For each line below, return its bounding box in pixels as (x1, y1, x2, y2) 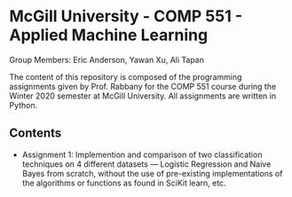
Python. (9, 99, 38, 110)
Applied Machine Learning (9, 25, 209, 45)
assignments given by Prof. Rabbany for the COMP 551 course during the (9, 81, 277, 91)
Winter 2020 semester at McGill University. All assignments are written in (9, 91, 277, 101)
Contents (9, 126, 62, 141)
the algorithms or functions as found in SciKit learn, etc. (21, 177, 226, 188)
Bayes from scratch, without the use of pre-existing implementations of (21, 168, 283, 178)
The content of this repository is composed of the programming (9, 71, 242, 82)
